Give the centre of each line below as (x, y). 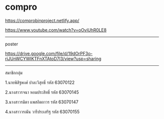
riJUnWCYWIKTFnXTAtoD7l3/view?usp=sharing (53, 59)
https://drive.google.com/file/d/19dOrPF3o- (49, 53)
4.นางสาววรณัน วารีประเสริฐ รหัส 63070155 (42, 112)
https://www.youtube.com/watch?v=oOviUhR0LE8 (56, 30)
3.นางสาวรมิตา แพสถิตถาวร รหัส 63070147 (42, 102)
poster (12, 44)
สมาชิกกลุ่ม (14, 73)
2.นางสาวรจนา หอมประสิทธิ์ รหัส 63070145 (42, 92)
